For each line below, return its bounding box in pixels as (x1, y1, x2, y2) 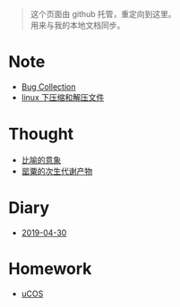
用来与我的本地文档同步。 (30, 20, 125, 30)
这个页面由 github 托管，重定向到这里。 (30, 9, 176, 19)
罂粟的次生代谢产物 (21, 166, 93, 176)
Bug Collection (21, 81, 76, 92)
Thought (8, 124, 74, 144)
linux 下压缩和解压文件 (21, 91, 105, 102)
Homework (8, 259, 92, 278)
